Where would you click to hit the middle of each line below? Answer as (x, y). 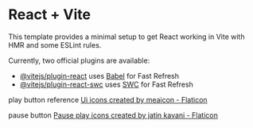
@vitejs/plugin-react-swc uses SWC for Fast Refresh (106, 84)
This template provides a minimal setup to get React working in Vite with (127, 37)
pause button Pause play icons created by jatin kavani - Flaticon (113, 115)
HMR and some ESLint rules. (55, 45)
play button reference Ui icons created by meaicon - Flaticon (108, 99)
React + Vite (50, 15)
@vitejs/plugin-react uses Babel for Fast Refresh (99, 76)
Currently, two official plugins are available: (79, 60)
